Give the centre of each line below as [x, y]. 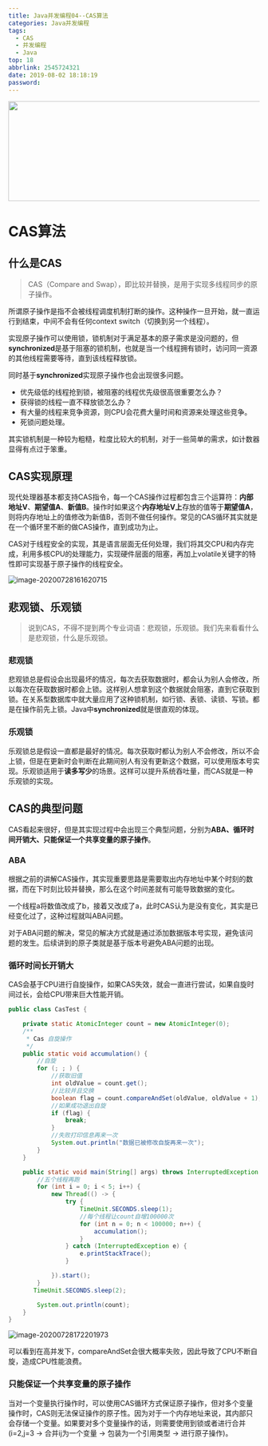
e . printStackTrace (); [115, 1254]
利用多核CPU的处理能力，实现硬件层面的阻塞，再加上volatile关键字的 [136, 554]
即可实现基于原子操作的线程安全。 [71, 564]
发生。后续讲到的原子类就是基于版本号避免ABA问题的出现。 [120, 943]
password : [25, 82]
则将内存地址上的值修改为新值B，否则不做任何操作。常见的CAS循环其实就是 [133, 517]
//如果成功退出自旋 [78, 1106]
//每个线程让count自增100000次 [126, 1216]
